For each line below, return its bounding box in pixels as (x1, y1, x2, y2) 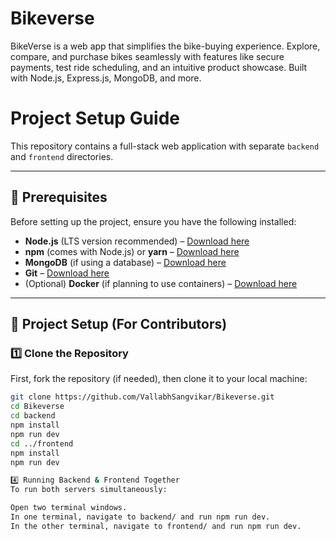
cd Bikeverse (10, 402, 65, 412)
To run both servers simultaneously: (10, 485, 168, 495)
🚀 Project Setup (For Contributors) (10, 316, 228, 333)
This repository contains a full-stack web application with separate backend (10, 140, 320, 152)
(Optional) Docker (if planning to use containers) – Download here (24, 277, 298, 289)
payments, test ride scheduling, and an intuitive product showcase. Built (10, 61, 308, 73)
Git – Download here (24, 267, 110, 279)
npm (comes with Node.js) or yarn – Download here (24, 245, 240, 257)
